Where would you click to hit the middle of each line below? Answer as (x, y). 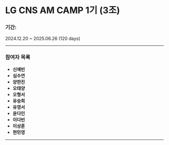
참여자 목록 (18, 57)
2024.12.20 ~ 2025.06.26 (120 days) (43, 39)
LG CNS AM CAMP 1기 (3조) (63, 10)
